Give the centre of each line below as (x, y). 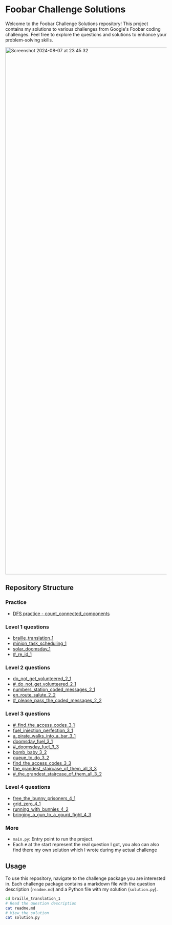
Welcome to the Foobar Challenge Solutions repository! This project (77, 24)
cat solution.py (23, 918)
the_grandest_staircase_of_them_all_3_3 (55, 768)
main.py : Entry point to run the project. (53, 839)
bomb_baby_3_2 (30, 752)
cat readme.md (20, 908)
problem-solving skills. (29, 40)
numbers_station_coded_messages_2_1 (54, 689)
